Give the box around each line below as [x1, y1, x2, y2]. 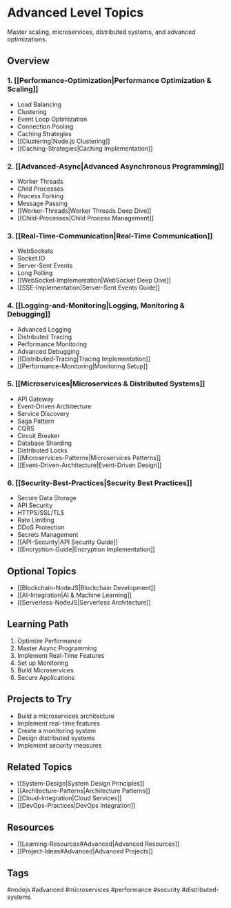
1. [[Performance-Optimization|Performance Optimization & [7, 76, 212, 86]
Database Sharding [17, 439, 72, 447]
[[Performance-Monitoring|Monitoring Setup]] [17, 361, 148, 370]
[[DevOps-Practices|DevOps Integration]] [17, 802, 136, 810]
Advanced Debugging [17, 347, 80, 355]
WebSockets [17, 247, 54, 255]
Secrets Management [17, 531, 79, 539]
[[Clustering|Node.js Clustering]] [17, 137, 110, 145]
